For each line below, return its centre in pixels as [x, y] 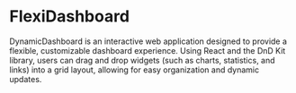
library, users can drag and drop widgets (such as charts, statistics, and [143, 60]
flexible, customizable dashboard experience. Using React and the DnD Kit [148, 50]
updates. [26, 79]
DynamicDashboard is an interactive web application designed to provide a [148, 41]
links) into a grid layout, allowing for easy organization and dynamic [134, 70]
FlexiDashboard [70, 17]
